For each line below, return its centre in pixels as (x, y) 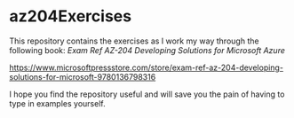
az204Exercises (70, 16)
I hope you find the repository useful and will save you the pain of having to (147, 94)
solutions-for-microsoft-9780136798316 (83, 76)
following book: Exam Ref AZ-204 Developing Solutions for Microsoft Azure (147, 50)
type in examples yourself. (57, 103)
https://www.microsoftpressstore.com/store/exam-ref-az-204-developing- (147, 67)
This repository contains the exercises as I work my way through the (134, 41)
